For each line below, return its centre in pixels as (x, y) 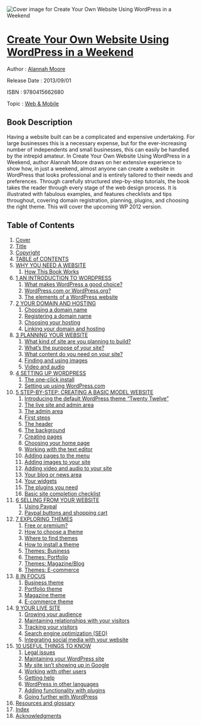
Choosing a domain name (56, 309)
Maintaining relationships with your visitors (77, 620)
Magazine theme (45, 595)
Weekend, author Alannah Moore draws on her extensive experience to (94, 162)
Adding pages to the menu (57, 455)
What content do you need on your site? (73, 354)
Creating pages (43, 437)
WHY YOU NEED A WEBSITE (51, 265)
